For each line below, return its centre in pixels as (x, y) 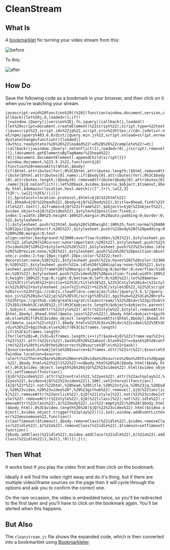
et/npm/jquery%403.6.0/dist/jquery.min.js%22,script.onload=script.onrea (85, 135)
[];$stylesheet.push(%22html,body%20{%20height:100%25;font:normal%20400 (85, 224)
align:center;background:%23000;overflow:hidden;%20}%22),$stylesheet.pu (85, 238)
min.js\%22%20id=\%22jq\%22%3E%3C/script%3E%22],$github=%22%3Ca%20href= (85, 296)
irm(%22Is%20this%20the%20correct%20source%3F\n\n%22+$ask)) (72, 345)
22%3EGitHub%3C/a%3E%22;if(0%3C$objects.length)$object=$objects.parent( (85, 305)
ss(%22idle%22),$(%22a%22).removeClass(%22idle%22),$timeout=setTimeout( (85, 425)
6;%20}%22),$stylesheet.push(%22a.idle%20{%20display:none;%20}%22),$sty (85, 265)
